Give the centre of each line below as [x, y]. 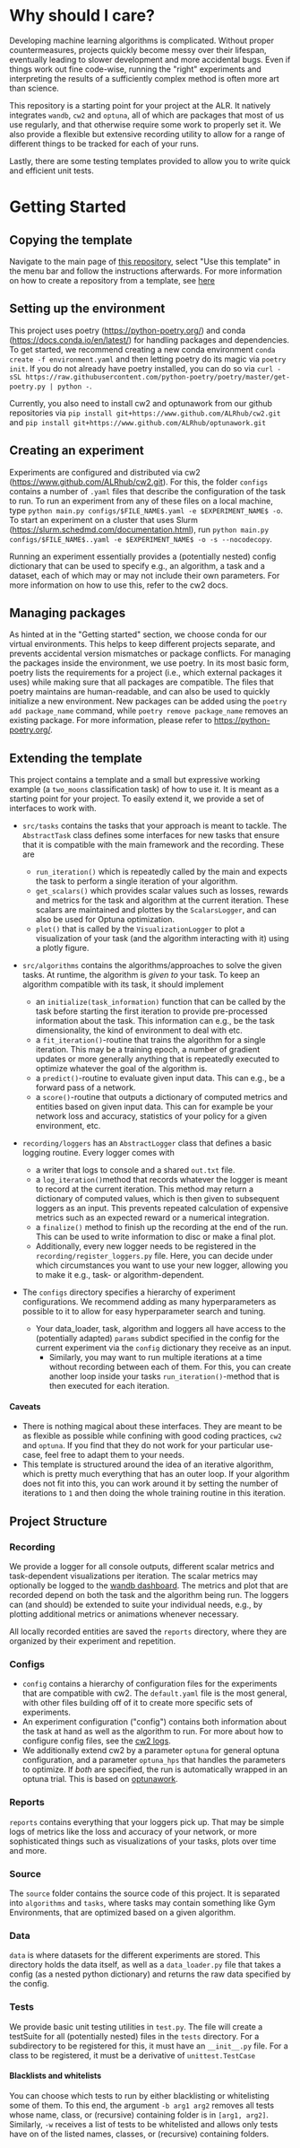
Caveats [25, 1406]
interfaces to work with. [53, 808]
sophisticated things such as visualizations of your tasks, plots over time [143, 1841]
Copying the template [71, 240]
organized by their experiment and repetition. [93, 1641]
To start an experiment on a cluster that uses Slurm [104, 520]
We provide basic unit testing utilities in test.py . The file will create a [136, 2026]
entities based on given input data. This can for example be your [154, 1107]
